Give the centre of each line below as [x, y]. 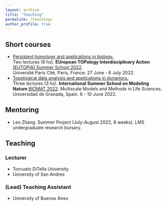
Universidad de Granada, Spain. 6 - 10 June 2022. [65, 94]
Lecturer [16, 158]
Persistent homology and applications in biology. [63, 57]
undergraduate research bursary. [47, 127]
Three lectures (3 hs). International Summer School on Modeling [81, 83]
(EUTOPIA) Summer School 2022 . [48, 67]
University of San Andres [39, 174]
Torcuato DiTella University [41, 169]
